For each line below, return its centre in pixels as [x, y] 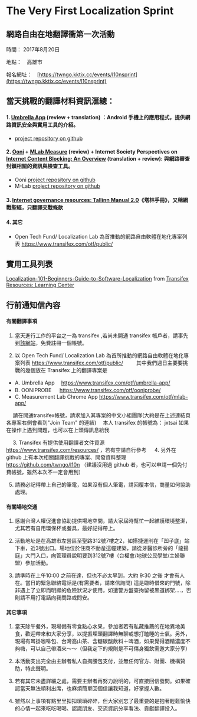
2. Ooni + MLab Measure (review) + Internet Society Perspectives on [92, 152]
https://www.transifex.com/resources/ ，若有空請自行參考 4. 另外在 [91, 450]
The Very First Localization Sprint [90, 11]
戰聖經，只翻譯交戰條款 [35, 207]
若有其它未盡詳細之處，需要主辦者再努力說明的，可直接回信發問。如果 [100, 681]
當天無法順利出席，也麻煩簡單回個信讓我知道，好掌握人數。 [91, 689]
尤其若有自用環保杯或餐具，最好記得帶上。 [66, 528]
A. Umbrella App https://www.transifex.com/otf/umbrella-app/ [92, 383]
